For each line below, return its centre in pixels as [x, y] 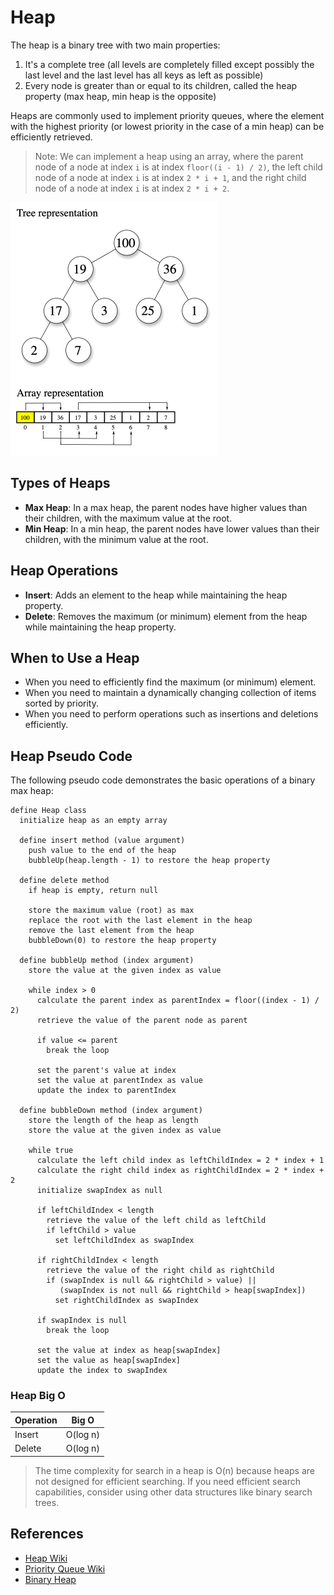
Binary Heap [50, 1579]
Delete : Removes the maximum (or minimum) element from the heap [166, 616]
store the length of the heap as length [113, 1121]
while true [51, 1151]
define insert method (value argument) [102, 841]
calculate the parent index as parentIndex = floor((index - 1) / [178, 1001]
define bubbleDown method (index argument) [111, 1111]
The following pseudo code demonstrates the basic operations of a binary [163, 780]
